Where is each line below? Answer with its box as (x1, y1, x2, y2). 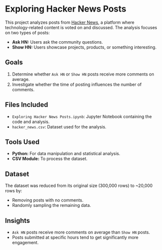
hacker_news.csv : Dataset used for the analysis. (12, 124, 106, 129)
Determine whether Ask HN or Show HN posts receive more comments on (12, 71, 155, 77)
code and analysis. (12, 119, 50, 125)
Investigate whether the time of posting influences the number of (12, 81, 142, 87)
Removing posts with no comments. (12, 197, 84, 203)
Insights (5, 217, 30, 225)
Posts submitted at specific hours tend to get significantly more (12, 234, 139, 240)
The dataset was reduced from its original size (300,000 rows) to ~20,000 (5, 183, 153, 188)
